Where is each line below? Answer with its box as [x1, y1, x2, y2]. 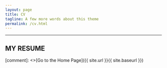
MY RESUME [5, 44, 45, 53]
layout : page [5, 7, 32, 12]
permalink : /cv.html [5, 21, 48, 26]
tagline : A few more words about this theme [5, 16, 99, 21]
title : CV [5, 12, 26, 17]
